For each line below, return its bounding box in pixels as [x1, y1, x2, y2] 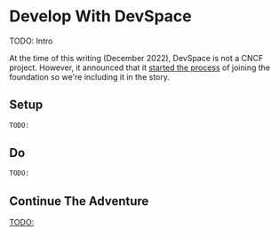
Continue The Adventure [9, 193, 149, 208]
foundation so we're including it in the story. [9, 71, 171, 82]
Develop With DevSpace [9, 6, 193, 27]
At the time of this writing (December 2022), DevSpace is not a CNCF [9, 52, 264, 63]
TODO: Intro [9, 35, 53, 46]
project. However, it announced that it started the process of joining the [9, 62, 271, 73]
